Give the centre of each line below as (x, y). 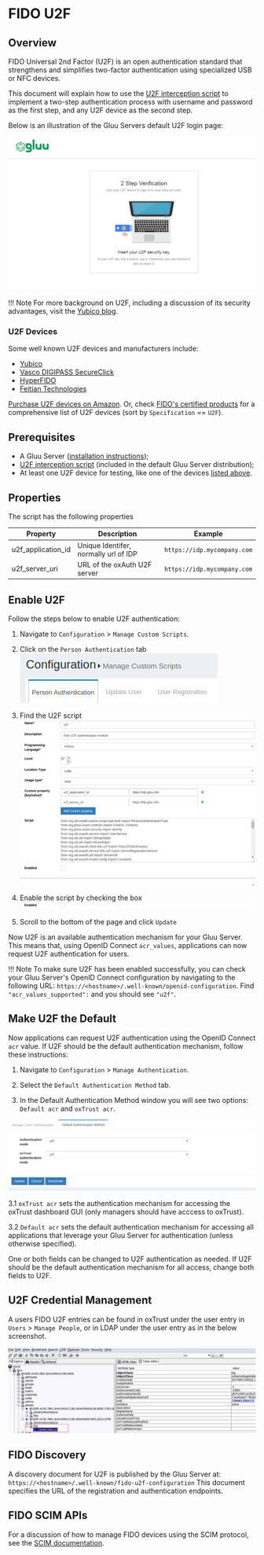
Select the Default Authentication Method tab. (95, 1085)
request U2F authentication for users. (69, 954)
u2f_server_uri (35, 569)
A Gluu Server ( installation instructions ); (84, 456)
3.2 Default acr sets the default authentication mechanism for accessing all (131, 1226)
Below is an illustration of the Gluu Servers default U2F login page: (116, 125)
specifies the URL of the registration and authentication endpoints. (116, 1491)
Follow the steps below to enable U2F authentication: (94, 619)
